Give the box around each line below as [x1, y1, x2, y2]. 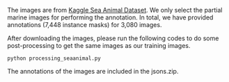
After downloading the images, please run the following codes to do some [7, 34, 219, 42]
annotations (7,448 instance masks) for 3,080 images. [7, 21, 162, 28]
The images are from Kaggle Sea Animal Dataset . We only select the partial [7, 6, 223, 14]
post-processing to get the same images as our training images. [7, 42, 191, 49]
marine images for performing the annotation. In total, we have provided [7, 13, 214, 22]
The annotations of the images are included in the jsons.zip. [7, 67, 179, 75]
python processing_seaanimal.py [7, 55, 101, 62]
